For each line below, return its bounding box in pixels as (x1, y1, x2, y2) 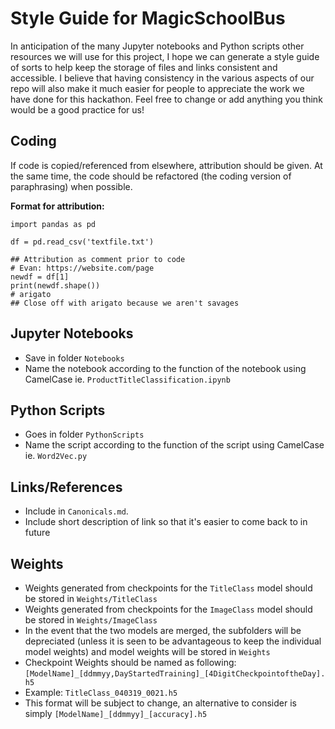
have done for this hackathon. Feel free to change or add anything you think (10, 93, 323, 105)
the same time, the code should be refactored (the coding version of (10, 170, 292, 182)
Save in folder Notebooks (24, 352, 125, 364)
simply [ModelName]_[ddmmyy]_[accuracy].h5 (24, 708, 208, 719)
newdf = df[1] (10, 272, 70, 282)
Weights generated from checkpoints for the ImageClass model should (24, 603, 313, 615)
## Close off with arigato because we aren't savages (10, 298, 240, 308)
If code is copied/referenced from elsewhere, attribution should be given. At (10, 159, 323, 171)
